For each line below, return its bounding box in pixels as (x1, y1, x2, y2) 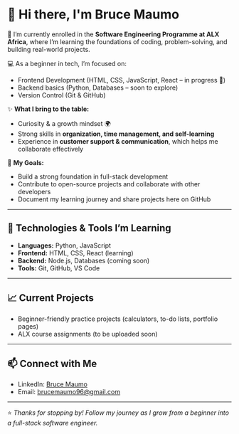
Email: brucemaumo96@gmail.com (17, 388, 121, 396)
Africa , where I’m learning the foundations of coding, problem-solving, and (7, 37, 228, 46)
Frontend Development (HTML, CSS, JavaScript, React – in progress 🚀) (17, 75, 226, 84)
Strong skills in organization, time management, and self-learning (17, 129, 215, 138)
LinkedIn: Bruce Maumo (17, 380, 87, 388)
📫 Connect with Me (7, 357, 97, 369)
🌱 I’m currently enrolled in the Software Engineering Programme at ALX (7, 30, 220, 38)
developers (17, 187, 51, 196)
